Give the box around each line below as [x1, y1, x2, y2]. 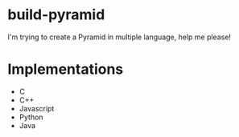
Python [19, 112, 43, 122]
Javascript [19, 103, 55, 113]
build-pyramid [7, 6, 105, 24]
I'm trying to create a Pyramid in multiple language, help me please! [7, 32, 231, 42]
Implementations [7, 60, 124, 79]
